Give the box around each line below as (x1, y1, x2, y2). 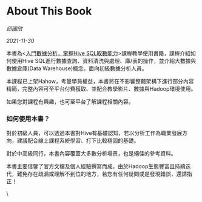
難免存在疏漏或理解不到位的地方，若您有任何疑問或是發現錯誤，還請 (16, 171, 187, 178)
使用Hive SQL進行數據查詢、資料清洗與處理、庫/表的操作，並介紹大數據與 (11, 57, 197, 64)
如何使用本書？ (6, 114, 50, 123)
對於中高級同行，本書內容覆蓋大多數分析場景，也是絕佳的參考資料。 (6, 150, 177, 157)
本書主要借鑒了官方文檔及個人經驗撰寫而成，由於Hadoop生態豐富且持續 (6, 163, 186, 170)
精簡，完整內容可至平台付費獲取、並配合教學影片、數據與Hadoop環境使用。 (6, 85, 197, 92)
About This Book (6, 4, 92, 18)
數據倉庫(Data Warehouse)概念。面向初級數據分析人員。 (6, 65, 147, 72)
